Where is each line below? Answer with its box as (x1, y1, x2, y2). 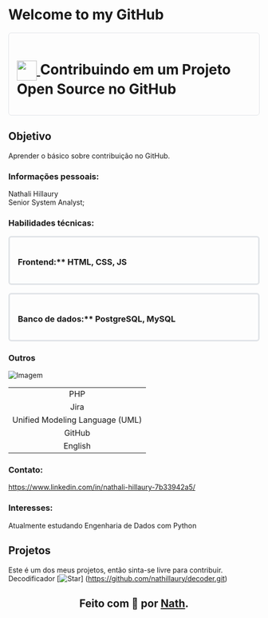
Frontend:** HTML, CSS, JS (18, 257, 128, 268)
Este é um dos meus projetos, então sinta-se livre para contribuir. (8, 565, 223, 575)
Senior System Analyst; (8, 197, 85, 207)
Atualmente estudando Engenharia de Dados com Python (8, 520, 197, 530)
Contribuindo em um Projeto (39, 60, 231, 78)
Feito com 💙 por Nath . (79, 596, 189, 610)
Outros (8, 352, 36, 363)
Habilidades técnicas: (8, 217, 94, 229)
